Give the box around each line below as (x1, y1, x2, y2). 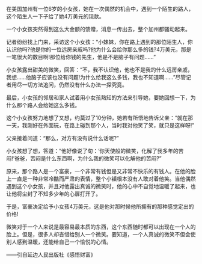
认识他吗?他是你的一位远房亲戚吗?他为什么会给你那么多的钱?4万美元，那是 (6, 46, 192, 53)
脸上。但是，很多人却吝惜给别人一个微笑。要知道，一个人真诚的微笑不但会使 (6, 231, 196, 238)
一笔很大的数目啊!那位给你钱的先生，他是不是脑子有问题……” (6, 54, 156, 60)
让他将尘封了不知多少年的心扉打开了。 (6, 190, 101, 197)
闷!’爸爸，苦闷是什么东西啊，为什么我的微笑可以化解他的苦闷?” (6, 155, 162, 162)
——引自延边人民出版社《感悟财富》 (6, 251, 96, 258)
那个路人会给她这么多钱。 (16, 102, 80, 108)
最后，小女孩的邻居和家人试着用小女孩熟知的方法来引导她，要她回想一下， (6, 94, 191, 101)
